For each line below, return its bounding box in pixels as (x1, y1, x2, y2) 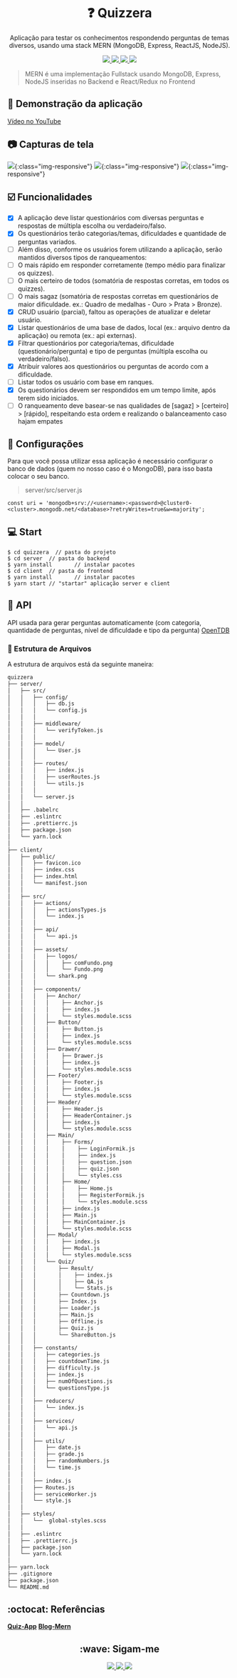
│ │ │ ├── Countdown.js (7, 1292, 110, 1299)
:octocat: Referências (7, 1604, 105, 1616)
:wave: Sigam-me (79, 1643, 160, 1655)
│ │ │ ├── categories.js (7, 1351, 100, 1359)
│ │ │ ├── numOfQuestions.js (7, 1377, 113, 1385)
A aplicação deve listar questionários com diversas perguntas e (17, 214, 204, 222)
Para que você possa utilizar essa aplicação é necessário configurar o (7, 457, 214, 465)
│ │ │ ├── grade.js (7, 1451, 84, 1458)
